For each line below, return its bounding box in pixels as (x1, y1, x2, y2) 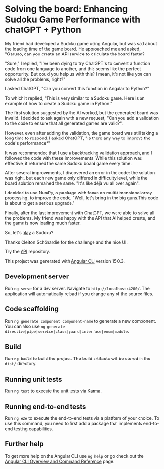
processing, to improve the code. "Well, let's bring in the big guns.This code (5, 195, 158, 201)
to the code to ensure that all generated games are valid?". (5, 120, 123, 126)
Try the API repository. (5, 248, 50, 254)
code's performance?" (5, 140, 50, 146)
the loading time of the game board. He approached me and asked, (5, 46, 141, 52)
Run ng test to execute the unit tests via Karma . (5, 388, 102, 394)
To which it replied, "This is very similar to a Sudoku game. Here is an (5, 95, 145, 101)
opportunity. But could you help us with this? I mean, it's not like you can (5, 71, 151, 77)
